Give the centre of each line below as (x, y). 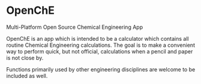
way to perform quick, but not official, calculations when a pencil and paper (100, 51)
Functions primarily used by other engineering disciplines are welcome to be (101, 69)
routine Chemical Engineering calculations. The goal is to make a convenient (100, 45)
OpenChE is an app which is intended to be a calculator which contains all (97, 38)
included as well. (27, 76)
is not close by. (25, 58)
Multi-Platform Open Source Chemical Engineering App (74, 27)
